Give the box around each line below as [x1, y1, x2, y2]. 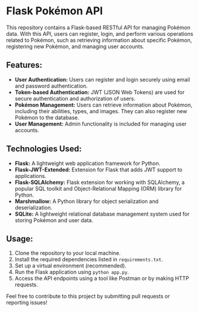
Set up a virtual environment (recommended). [14, 262, 127, 269]
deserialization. [14, 204, 52, 211]
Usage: [6, 233, 34, 244]
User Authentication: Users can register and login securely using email [14, 76, 190, 83]
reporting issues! [6, 299, 48, 306]
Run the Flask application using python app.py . [14, 269, 129, 276]
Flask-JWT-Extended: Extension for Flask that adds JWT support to [14, 166, 183, 173]
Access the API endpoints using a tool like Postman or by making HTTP [14, 275, 189, 282]
